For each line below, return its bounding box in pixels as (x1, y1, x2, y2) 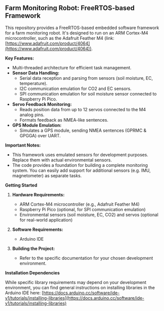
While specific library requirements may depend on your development (5, 279, 146, 285)
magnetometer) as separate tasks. (12, 172, 82, 179)
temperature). (19, 80, 48, 86)
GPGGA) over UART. (19, 132, 61, 138)
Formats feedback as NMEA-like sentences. (19, 117, 109, 123)
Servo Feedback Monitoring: (12, 101, 72, 107)
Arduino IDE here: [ (5, 290, 44, 296)
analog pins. (19, 112, 45, 118)
